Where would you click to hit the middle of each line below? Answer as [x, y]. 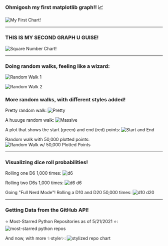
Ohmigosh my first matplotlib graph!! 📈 [54, 7]
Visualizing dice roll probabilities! [47, 162]
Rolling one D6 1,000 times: [33, 173]
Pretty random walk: [26, 110]
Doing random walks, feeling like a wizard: [57, 66]
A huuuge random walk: [30, 120]
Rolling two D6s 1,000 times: [34, 183]
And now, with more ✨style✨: [35, 238]
